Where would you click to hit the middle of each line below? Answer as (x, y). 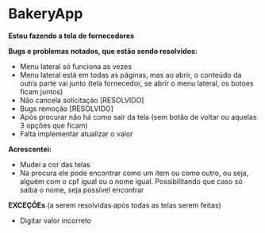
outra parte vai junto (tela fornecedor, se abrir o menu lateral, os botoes (136, 83)
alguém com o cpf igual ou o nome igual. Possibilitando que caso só (131, 181)
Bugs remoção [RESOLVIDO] (66, 109)
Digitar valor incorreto (56, 220)
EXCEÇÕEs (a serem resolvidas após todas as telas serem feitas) (115, 205)
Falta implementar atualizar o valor (76, 134)
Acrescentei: (30, 149)
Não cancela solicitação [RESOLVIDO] (82, 100)
